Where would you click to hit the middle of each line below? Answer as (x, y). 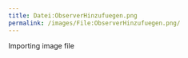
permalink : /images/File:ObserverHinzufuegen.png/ (94, 23)
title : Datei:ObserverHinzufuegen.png (73, 15)
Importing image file (41, 45)
